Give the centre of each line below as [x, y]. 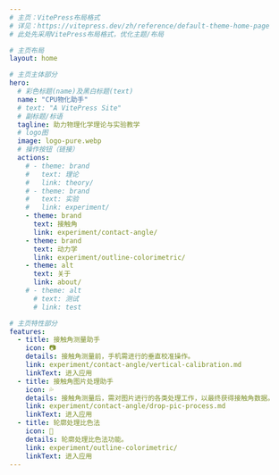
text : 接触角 [55, 224]
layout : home [34, 59]
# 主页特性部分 [34, 323]
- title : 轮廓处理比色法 [59, 423]
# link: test [57, 307]
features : [28, 331]
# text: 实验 [52, 199]
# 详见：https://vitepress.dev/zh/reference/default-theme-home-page [139, 26]
